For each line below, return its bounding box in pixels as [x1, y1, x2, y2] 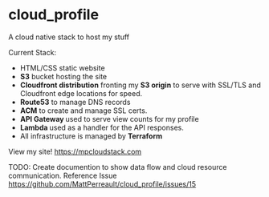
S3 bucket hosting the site [19, 71, 108, 81]
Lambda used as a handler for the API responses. [19, 123, 185, 132]
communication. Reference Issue [8, 171, 117, 180]
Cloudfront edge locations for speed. [19, 88, 143, 98]
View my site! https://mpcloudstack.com [8, 147, 142, 156]
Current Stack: [8, 47, 57, 57]
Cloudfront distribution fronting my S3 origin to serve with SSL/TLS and [19, 80, 261, 90]
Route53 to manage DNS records [19, 97, 131, 107]
